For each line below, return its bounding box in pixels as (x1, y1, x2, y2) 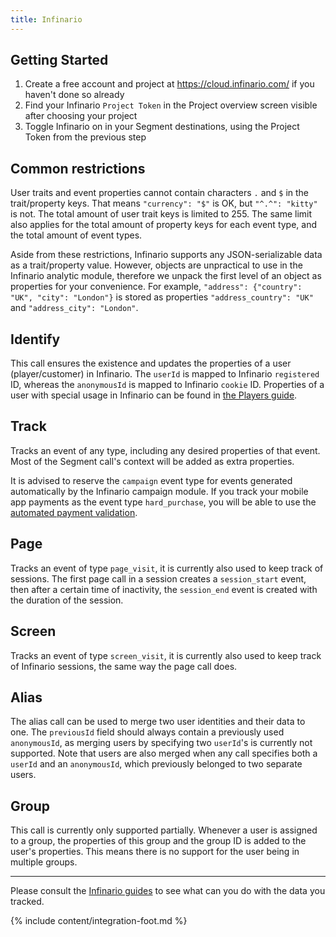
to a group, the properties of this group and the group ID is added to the (10, 835, 307, 847)
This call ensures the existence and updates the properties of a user (10, 357, 292, 370)
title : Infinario (10, 14, 83, 25)
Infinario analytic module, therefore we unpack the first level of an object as (10, 270, 322, 282)
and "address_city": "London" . (10, 302, 139, 314)
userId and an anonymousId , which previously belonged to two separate (10, 758, 303, 770)
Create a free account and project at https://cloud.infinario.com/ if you (24, 78, 315, 90)
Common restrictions (10, 160, 146, 177)
